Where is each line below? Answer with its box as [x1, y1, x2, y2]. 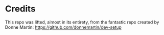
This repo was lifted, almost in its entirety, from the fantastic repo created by [5, 19, 159, 25]
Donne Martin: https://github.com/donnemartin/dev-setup [5, 24, 122, 30]
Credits [5, 3, 36, 14]
